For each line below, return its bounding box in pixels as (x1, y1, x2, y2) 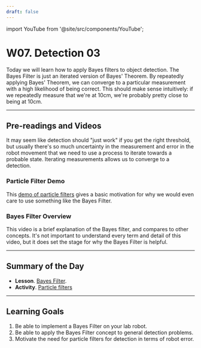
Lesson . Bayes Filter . (14, 277, 67, 285)
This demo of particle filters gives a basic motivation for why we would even (6, 190, 194, 198)
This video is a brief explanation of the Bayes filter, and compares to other (6, 225, 188, 232)
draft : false (6, 8, 39, 15)
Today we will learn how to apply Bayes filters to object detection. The (6, 66, 179, 73)
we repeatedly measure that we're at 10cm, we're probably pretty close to (6, 91, 188, 99)
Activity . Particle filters (14, 283, 73, 290)
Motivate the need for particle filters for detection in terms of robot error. (14, 335, 194, 342)
